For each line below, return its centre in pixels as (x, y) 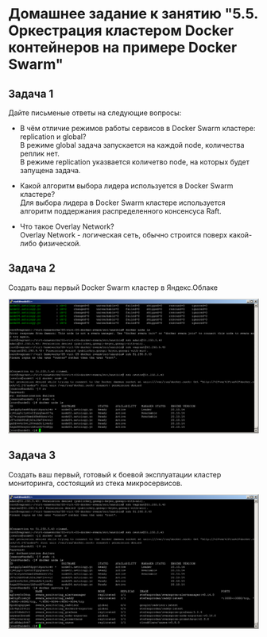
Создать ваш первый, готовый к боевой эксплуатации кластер (115, 474)
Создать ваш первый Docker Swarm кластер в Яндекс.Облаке (113, 288)
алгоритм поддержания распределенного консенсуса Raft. (120, 211)
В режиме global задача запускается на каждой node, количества (132, 145)
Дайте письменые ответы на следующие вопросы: (95, 113)
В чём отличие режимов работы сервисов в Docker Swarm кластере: (137, 128)
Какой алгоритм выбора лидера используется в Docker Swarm (126, 186)
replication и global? (53, 137)
